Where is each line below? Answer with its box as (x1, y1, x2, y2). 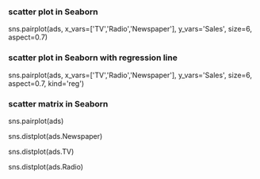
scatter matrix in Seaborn (8, 98, 109, 109)
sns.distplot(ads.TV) (8, 147, 75, 156)
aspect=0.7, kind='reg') (8, 78, 85, 88)
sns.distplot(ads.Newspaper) (8, 131, 103, 140)
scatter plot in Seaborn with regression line (8, 52, 178, 63)
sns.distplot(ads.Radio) (8, 162, 84, 171)
